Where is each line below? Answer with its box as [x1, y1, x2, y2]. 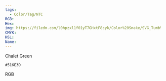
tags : [5, 7, 16, 12]
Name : [5, 40, 16, 44]
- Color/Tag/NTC [9, 12, 43, 17]
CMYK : [5, 30, 16, 35]
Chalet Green [5, 53, 32, 59]
